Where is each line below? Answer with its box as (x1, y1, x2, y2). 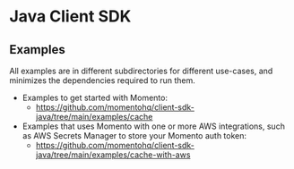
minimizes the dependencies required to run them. (9, 75, 195, 86)
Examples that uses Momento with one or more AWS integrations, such (22, 121, 285, 131)
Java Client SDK (9, 6, 132, 27)
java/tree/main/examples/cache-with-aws (35, 149, 191, 160)
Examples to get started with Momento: (22, 92, 169, 103)
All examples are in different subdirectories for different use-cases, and (9, 65, 273, 76)
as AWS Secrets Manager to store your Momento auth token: (22, 131, 247, 140)
